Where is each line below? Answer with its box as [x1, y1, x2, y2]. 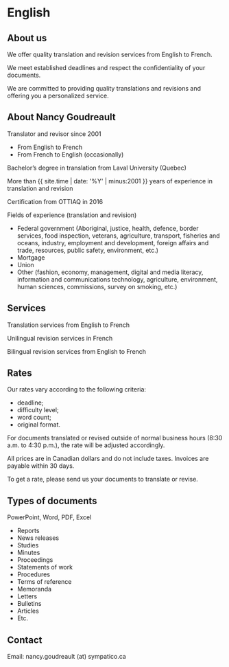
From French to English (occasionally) [16, 150, 124, 159]
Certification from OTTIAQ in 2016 [7, 197, 104, 205]
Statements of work [16, 563, 73, 572]
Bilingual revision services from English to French [7, 347, 146, 355]
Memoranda [16, 585, 52, 593]
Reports [16, 527, 40, 535]
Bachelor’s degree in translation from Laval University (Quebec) [7, 163, 187, 172]
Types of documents [7, 495, 97, 506]
